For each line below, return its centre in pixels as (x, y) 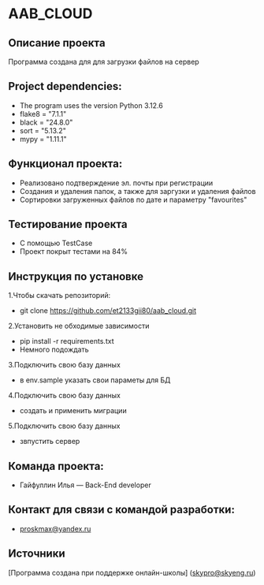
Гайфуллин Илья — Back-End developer (85, 485)
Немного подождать (54, 350)
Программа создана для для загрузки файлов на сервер (104, 61)
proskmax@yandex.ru (55, 528)
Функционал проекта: (65, 164)
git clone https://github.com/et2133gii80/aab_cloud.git (108, 311)
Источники (37, 554)
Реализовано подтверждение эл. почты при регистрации (116, 183)
